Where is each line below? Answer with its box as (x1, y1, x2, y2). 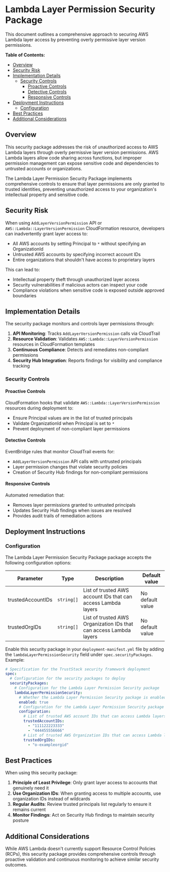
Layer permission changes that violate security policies (12, 463, 128, 470)
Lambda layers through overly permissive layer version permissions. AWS (5, 149, 159, 155)
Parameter (17, 575, 43, 582)
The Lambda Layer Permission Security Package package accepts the (5, 554, 152, 560)
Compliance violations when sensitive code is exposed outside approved (12, 287, 164, 293)
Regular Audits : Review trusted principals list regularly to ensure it (12, 801, 152, 807)
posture (12, 817, 29, 824)
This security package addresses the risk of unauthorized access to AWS (5, 144, 158, 150)
